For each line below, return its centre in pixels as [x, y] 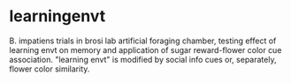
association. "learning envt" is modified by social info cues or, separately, [143, 59]
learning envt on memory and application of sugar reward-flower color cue [145, 49]
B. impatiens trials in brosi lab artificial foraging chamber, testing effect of [143, 41]
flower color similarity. [50, 69]
